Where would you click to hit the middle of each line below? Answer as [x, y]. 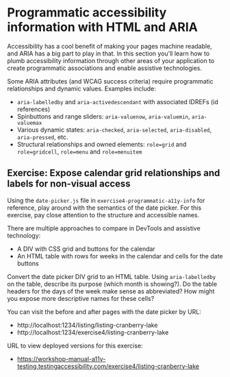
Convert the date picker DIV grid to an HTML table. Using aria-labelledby [112, 276]
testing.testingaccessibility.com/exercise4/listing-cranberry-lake [108, 366]
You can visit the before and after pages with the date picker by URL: [104, 312]
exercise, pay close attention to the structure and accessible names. [103, 215]
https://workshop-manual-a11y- [61, 358]
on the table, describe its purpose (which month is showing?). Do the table [112, 284]
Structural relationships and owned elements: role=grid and [102, 144]
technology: [24, 235]
